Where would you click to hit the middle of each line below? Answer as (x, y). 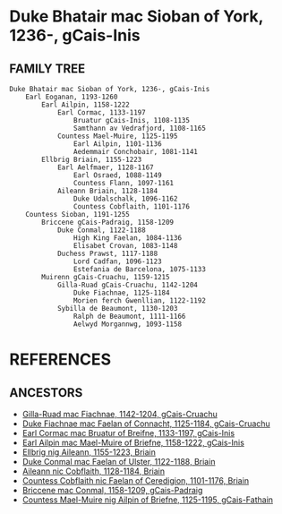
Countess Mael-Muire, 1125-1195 (117, 136)
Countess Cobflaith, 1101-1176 (132, 207)
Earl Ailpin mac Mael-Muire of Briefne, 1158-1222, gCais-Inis (133, 442)
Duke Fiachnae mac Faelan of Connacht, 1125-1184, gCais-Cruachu (146, 424)
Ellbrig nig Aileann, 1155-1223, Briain (89, 452)
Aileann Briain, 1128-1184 (107, 191)
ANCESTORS (46, 393)
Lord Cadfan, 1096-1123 (118, 261)
